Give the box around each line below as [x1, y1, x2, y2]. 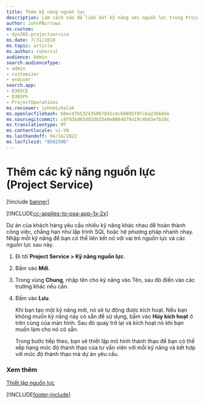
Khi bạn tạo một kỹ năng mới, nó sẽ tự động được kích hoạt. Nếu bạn [15, 306, 188, 313]
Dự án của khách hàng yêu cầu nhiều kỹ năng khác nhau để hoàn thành [6, 221, 186, 228]
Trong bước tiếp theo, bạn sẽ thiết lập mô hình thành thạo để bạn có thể [15, 337, 195, 344]
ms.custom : [6, 26, 34, 32]
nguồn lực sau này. [6, 241, 54, 248]
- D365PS [6, 94, 29, 100]
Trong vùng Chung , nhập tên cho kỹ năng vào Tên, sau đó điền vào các [15, 276, 195, 283]
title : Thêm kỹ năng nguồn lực [6, 9, 86, 15]
